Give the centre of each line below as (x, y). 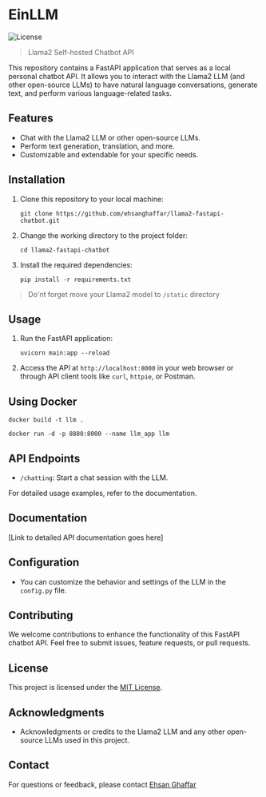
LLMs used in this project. (87, 740)
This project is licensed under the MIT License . (85, 688)
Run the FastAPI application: (66, 339)
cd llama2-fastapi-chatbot (65, 250)
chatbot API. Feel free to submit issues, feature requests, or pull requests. (129, 643)
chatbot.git (40, 220)
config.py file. (43, 590)
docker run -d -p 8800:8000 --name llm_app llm (89, 434)
